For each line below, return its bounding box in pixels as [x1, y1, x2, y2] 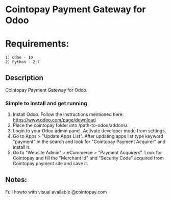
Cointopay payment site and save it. [12, 161, 88, 167]
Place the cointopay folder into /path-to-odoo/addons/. [12, 122, 129, 129]
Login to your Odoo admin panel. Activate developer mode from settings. [12, 128, 166, 134]
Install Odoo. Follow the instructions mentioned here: [12, 111, 124, 117]
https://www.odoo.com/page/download [12, 117, 96, 123]
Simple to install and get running [5, 99, 88, 107]
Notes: [5, 175, 27, 184]
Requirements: [5, 38, 69, 50]
